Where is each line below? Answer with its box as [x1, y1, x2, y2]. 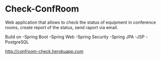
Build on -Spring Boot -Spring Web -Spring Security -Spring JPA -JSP [5, 34, 145, 40]
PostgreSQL [5, 39, 29, 44]
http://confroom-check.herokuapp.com [5, 48, 84, 54]
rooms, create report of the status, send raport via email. [5, 24, 118, 30]
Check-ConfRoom [5, 3, 79, 15]
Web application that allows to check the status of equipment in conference [5, 19, 156, 25]
